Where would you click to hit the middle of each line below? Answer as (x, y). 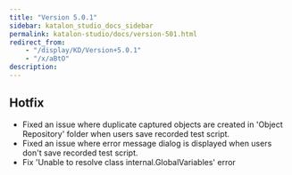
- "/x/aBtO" (47, 59)
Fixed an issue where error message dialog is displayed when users (147, 143)
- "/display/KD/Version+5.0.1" (83, 51)
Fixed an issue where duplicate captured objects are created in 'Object (152, 124)
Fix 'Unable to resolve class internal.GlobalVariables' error (129, 162)
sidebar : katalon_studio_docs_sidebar (81, 26)
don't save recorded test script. (80, 153)
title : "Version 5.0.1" (54, 17)
